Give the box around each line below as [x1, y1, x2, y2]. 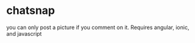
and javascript [6, 30, 42, 37]
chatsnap [6, 4, 55, 18]
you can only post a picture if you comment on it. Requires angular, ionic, [6, 24, 190, 31]
